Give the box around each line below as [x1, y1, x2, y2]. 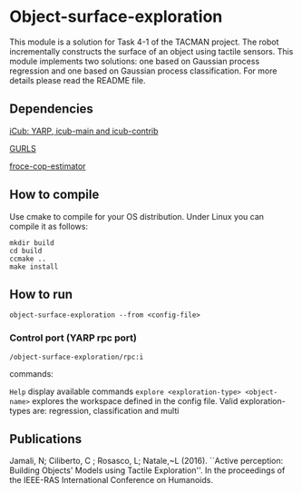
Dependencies [9, 102, 93, 117]
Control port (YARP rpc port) [9, 331, 138, 344]
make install [9, 261, 59, 271]
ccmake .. [9, 254, 47, 263]
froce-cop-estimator [9, 161, 86, 172]
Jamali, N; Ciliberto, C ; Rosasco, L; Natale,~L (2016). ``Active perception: [9, 456, 284, 467]
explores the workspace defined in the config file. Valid [31, 395, 239, 406]
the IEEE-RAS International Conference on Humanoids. [9, 475, 213, 486]
